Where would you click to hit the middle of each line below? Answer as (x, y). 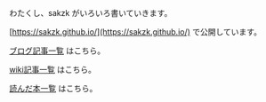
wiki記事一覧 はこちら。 (52, 70)
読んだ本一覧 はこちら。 (53, 88)
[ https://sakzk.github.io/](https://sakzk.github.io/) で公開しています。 (136, 32)
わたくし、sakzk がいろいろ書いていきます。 (91, 13)
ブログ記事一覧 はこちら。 (57, 51)
